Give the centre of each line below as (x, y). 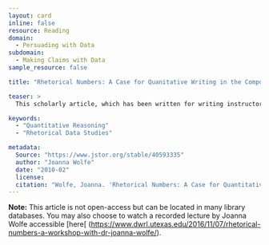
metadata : (25, 148)
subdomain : (26, 53)
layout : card (30, 16)
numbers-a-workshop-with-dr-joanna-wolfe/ (83, 233)
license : (30, 177)
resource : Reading (39, 30)
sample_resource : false (48, 68)
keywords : (25, 118)
